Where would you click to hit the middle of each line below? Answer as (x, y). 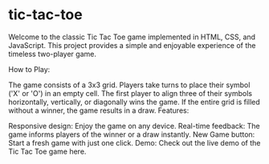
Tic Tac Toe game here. (47, 151)
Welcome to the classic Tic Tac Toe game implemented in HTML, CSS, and (132, 37)
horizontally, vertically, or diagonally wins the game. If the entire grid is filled (134, 102)
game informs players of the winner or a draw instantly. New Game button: (132, 134)
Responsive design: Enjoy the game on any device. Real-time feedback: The (134, 126)
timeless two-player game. (52, 54)
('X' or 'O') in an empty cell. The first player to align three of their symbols (130, 93)
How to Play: (29, 69)
